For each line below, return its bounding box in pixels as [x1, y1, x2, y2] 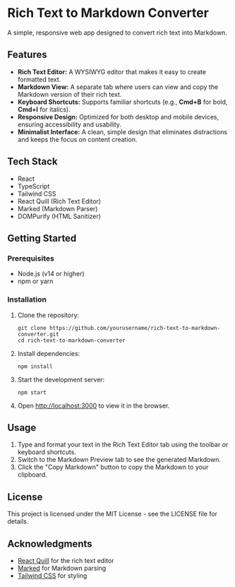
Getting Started [7, 232, 77, 244]
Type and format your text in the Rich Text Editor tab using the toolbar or [17, 440, 229, 449]
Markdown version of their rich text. [17, 90, 122, 98]
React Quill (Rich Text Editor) [17, 196, 101, 206]
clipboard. [17, 470, 47, 479]
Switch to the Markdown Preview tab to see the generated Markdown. [17, 456, 221, 464]
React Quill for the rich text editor [17, 556, 114, 564]
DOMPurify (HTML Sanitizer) [17, 212, 101, 220]
